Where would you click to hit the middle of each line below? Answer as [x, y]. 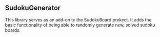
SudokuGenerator [33, 8]
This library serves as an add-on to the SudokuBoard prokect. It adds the [79, 19]
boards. [13, 30]
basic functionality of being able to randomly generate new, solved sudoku [80, 25]
